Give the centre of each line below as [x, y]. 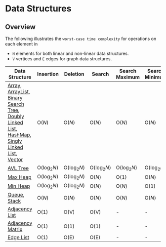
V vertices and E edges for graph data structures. [62, 59]
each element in [21, 44]
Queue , [16, 195]
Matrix [15, 229]
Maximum [128, 77]
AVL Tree [18, 168]
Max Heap [20, 177]
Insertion [48, 74]
